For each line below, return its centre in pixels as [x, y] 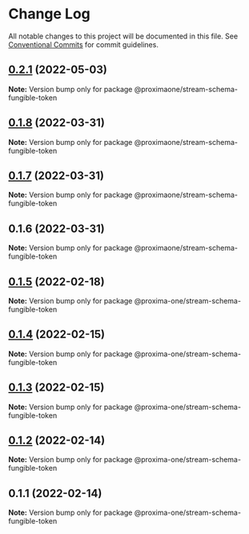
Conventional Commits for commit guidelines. [83, 44]
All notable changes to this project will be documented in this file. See [123, 36]
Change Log [49, 14]
